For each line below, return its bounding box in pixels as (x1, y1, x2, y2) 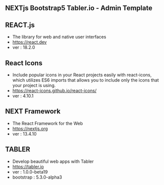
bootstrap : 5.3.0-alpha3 (12, 174, 62, 180)
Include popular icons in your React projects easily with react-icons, (12, 72, 152, 78)
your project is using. (12, 83, 56, 89)
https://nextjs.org (12, 126, 48, 132)
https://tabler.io (12, 163, 44, 170)
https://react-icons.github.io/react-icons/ (12, 88, 97, 93)
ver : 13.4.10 (12, 131, 37, 137)
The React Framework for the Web (12, 120, 83, 126)
